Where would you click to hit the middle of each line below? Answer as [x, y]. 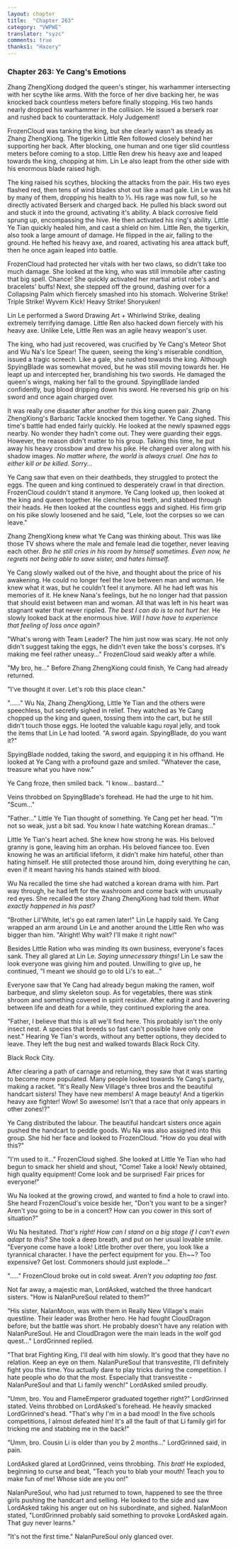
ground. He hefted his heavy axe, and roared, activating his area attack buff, [118, 243]
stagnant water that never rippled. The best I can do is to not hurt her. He [114, 610]
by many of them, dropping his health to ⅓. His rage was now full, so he [112, 198]
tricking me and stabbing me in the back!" [68, 1429]
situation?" [23, 1218]
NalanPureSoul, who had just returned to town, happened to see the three [115, 1493]
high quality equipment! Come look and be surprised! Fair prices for [106, 1174]
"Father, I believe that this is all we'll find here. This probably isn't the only [115, 1022]
